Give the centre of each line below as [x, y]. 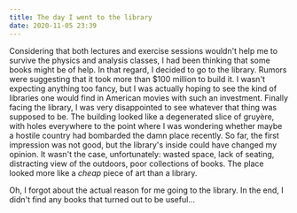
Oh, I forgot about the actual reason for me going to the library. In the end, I [146, 190]
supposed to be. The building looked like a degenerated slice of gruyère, [142, 117]
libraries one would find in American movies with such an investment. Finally [149, 97]
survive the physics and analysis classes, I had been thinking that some [140, 60]
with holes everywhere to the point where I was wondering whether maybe [146, 126]
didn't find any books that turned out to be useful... [102, 199]
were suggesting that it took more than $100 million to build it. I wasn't [137, 79]
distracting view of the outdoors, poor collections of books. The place [137, 164]
